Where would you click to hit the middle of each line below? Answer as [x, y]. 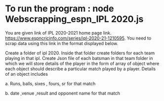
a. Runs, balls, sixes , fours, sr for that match [50, 83]
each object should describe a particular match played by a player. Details [81, 69]
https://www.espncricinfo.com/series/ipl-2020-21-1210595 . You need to [78, 38]
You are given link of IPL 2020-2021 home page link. [59, 33]
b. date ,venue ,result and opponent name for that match [62, 93]
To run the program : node [60, 9]
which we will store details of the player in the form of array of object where [82, 63]
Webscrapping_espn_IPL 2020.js [74, 19]
